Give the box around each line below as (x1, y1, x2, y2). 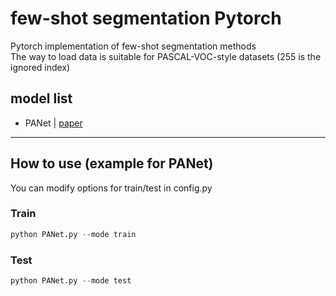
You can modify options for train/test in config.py (10, 182, 213, 194)
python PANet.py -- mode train (10, 229, 137, 239)
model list (10, 90, 73, 107)
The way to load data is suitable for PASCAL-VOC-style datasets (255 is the (10, 50, 322, 62)
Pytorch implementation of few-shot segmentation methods (10, 40, 257, 52)
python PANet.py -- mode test (10, 276, 132, 286)
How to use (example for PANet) (10, 155, 214, 172)
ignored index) (10, 61, 71, 73)
